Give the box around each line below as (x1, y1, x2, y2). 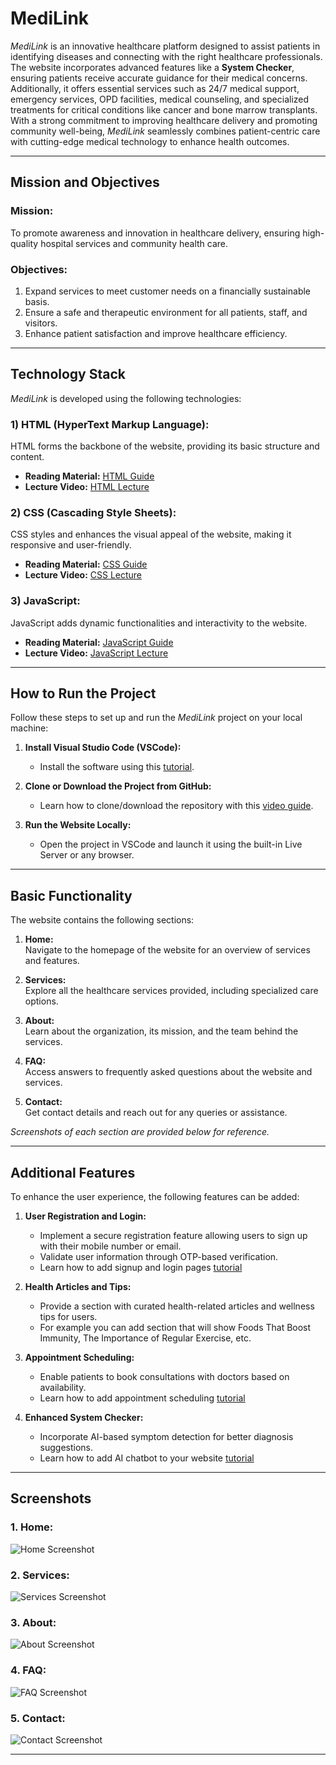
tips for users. (39, 1311, 98, 1323)
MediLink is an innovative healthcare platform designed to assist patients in (10, 40, 321, 52)
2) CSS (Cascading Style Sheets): (10, 505, 177, 519)
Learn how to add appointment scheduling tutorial (39, 1392, 246, 1404)
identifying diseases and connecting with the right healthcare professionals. (10, 50, 323, 62)
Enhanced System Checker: (24, 1412, 144, 1424)
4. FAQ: (10, 1663, 47, 1677)
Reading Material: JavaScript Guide (24, 636, 174, 648)
